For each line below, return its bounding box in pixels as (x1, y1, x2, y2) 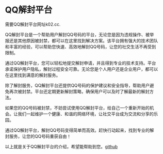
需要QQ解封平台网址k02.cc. (5, 21, 61, 27)
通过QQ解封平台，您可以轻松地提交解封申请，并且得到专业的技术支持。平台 (5, 60, 156, 66)
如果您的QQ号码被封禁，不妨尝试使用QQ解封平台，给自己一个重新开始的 (5, 105, 150, 110)
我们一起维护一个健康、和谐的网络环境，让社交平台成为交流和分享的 (17, 111, 154, 117)
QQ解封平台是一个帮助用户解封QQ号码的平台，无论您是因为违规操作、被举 (5, 31, 154, 37)
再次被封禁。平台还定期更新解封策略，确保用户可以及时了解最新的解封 (9, 88, 149, 94)
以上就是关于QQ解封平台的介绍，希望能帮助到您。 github (5, 143, 118, 149)
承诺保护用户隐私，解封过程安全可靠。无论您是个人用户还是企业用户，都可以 (5, 66, 158, 72)
